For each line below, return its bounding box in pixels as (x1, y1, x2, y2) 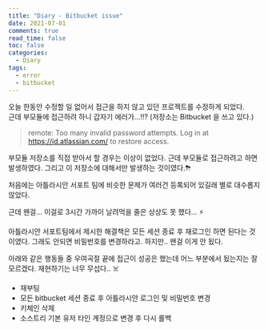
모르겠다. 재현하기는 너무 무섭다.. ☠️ (8, 264, 120, 273)
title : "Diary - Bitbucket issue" (8, 11, 124, 20)
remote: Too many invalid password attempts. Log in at (27, 127, 210, 137)
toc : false (8, 42, 45, 50)
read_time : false (8, 34, 66, 42)
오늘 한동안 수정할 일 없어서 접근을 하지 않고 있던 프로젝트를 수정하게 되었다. (8, 102, 246, 111)
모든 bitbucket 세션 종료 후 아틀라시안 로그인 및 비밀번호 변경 (19, 293, 211, 303)
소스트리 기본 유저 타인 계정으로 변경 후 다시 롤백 (19, 313, 172, 323)
